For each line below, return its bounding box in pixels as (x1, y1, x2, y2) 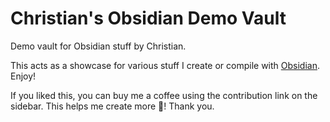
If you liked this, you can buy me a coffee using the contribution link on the (10, 89, 318, 101)
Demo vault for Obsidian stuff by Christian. (10, 40, 187, 52)
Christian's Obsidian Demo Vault (10, 7, 287, 30)
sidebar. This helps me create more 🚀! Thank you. (10, 100, 215, 112)
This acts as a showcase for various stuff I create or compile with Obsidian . (10, 59, 320, 71)
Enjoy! (10, 70, 37, 82)
